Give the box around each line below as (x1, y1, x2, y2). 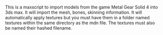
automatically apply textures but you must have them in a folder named (5, 15, 150, 20)
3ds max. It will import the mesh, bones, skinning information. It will (5, 9, 142, 15)
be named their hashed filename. (5, 25, 73, 31)
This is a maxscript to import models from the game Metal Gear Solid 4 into (5, 4, 158, 10)
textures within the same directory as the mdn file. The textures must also (5, 20, 155, 26)
